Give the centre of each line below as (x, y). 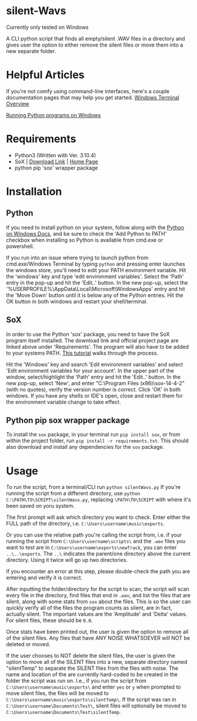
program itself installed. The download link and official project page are (92, 340)
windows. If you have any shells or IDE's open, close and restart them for (95, 395)
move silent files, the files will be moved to (57, 693)
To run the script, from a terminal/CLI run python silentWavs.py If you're (94, 487)
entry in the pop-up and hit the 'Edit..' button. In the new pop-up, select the (97, 282)
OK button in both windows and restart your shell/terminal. (77, 301)
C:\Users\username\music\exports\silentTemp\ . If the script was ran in (91, 700)
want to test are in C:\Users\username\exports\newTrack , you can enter (92, 548)
